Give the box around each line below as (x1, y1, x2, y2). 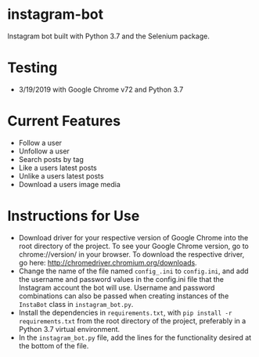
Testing (7, 59, 58, 77)
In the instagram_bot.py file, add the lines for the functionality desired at (18, 333, 252, 342)
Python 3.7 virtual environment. (18, 324, 121, 334)
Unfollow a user (18, 146, 70, 156)
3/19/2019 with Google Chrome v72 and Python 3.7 (18, 85, 184, 94)
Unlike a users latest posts (18, 171, 104, 181)
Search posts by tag (18, 154, 84, 164)
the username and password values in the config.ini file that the (18, 274, 225, 283)
